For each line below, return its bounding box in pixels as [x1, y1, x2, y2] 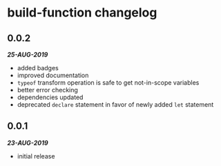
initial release [17, 152, 55, 160]
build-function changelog [7, 5, 157, 21]
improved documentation [17, 71, 89, 79]
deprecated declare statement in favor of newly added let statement [17, 101, 214, 108]
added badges [17, 64, 59, 72]
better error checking [17, 86, 78, 94]
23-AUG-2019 [7, 138, 48, 147]
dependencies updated [17, 93, 84, 101]
